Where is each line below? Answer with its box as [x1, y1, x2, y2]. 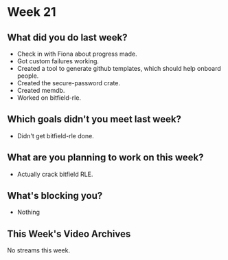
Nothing [16, 208, 40, 217]
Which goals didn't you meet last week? [7, 113, 182, 125]
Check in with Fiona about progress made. [16, 50, 137, 58]
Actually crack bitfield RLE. [16, 170, 93, 178]
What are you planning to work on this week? [7, 152, 204, 164]
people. [16, 72, 39, 80]
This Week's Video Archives [7, 228, 131, 239]
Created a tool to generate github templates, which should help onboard [16, 65, 221, 72]
